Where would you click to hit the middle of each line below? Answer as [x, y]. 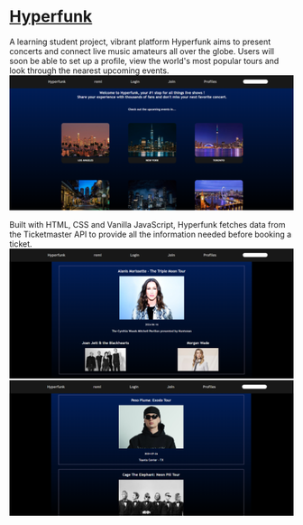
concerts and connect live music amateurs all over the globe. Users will [142, 51]
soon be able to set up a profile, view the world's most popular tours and [144, 61]
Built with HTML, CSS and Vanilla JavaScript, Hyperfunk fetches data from [147, 225]
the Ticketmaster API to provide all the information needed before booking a [151, 234]
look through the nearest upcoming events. [89, 70]
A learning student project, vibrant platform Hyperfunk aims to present [140, 42]
